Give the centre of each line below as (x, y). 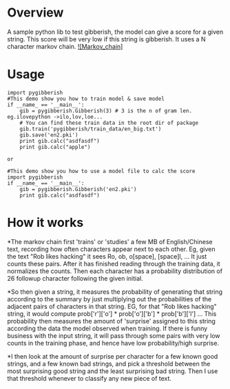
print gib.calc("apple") (55, 147)
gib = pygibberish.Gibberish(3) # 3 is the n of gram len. (106, 111)
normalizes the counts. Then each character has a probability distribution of (115, 271)
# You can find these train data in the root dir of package (109, 123)
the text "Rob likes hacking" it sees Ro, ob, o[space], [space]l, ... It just (107, 256)
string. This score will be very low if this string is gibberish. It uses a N (106, 39)
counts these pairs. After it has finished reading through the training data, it (114, 263)
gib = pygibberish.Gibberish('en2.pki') (78, 189)
